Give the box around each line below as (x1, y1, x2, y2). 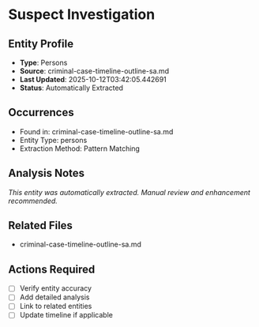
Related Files (8, 219, 73, 232)
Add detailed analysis (19, 292, 90, 302)
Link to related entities (19, 302, 92, 311)
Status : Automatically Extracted (19, 83, 124, 92)
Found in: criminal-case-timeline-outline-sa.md (19, 126, 174, 136)
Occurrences (8, 106, 74, 119)
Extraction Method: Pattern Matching (19, 144, 141, 153)
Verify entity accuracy (19, 284, 92, 293)
